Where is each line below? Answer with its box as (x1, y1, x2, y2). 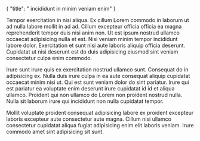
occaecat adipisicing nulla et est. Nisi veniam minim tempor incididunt (6, 36, 178, 42)
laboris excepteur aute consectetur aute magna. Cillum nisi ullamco (6, 115, 172, 123)
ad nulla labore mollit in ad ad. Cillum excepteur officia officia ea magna (6, 23, 182, 30)
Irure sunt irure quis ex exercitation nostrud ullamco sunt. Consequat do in (6, 66, 189, 73)
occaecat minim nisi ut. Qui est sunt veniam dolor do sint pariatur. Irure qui (6, 79, 189, 86)
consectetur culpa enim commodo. (6, 55, 93, 61)
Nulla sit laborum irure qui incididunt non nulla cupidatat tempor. (6, 98, 164, 105)
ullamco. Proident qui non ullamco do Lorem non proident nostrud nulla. (6, 92, 183, 98)
